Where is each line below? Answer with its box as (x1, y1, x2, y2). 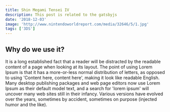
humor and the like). (5, 101, 47, 107)
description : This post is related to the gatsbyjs (5, 12, 117, 17)
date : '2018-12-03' (5, 17, 47, 22)
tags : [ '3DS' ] (5, 26, 36, 31)
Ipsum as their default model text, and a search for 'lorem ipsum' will (5, 85, 149, 91)
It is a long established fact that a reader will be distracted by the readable (5, 58, 161, 64)
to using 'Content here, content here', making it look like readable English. (5, 74, 160, 81)
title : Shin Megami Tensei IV (5, 7, 70, 13)
